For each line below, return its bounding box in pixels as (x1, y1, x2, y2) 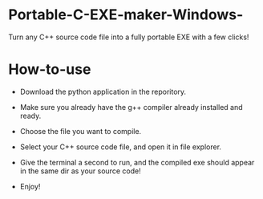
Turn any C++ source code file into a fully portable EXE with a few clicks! (8, 32, 249, 42)
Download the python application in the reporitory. (19, 87, 187, 96)
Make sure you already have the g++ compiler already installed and (19, 102, 243, 112)
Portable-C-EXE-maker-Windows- (8, 6, 244, 24)
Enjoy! (19, 181, 41, 191)
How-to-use (8, 60, 91, 79)
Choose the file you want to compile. (19, 126, 142, 136)
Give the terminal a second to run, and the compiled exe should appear (19, 157, 255, 167)
